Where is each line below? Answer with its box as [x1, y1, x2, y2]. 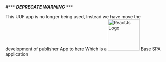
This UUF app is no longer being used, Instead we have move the [5, 14, 141, 19]
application [5, 51, 29, 57]
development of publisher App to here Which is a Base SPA [5, 46, 161, 52]
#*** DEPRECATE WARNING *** [5, 4, 73, 10]
